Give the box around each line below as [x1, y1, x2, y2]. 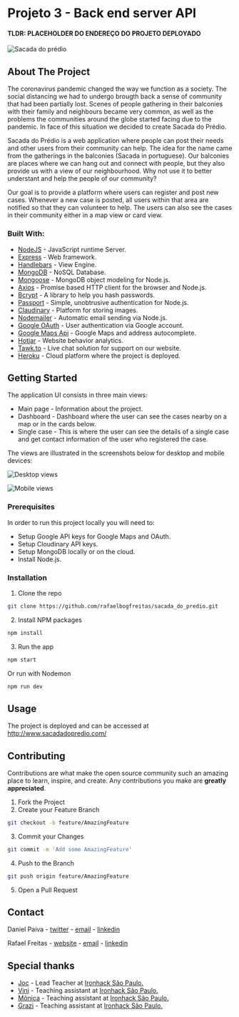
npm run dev [7, 683, 43, 690]
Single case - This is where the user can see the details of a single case [17, 427, 230, 436]
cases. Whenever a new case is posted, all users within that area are [7, 196, 209, 204]
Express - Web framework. [17, 252, 97, 261]
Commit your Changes [17, 832, 84, 841]
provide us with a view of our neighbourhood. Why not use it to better [7, 166, 213, 176]
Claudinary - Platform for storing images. [17, 306, 138, 314]
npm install [7, 629, 43, 636]
